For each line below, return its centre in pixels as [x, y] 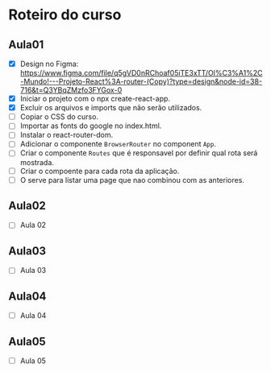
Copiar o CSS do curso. [59, 117]
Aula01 [26, 45]
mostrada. [37, 162]
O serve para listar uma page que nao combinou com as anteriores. [132, 180]
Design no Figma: [49, 64]
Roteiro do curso [65, 15]
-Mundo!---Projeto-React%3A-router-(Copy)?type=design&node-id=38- [141, 81]
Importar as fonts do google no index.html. [91, 126]
